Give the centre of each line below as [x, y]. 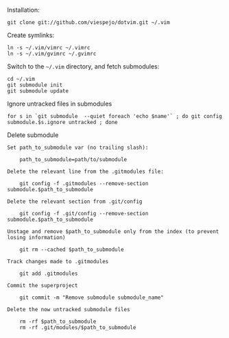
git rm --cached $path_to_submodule [72, 250]
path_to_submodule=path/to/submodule [73, 160]
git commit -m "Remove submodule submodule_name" [92, 298]
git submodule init [35, 85]
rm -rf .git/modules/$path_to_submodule [78, 328]
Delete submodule [33, 135]
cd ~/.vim [21, 79]
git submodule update [38, 91]
